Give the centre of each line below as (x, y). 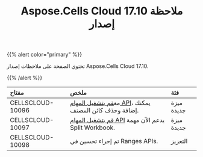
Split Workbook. (92, 128)
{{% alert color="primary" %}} (45, 55)
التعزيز (179, 141)
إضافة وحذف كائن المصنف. (104, 111)
